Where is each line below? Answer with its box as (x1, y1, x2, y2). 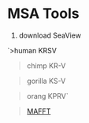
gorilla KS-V (26, 76, 66, 85)
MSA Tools (7, 5, 80, 23)
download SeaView (18, 31, 82, 40)
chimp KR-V (26, 60, 66, 71)
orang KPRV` (26, 91, 69, 100)
